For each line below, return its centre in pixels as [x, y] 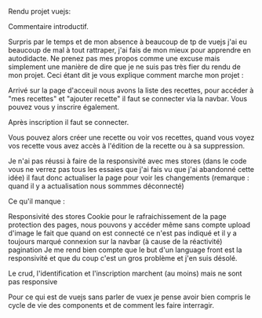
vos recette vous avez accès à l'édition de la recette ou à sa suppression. [127, 146]
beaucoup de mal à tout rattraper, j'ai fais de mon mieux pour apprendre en [129, 50]
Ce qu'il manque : [36, 201]
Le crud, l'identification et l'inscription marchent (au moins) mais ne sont [125, 273]
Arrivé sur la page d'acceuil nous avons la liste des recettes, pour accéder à [131, 90]
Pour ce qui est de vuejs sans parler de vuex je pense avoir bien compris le [129, 297]
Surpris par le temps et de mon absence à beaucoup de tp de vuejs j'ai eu [127, 42]
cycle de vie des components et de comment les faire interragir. [111, 305]
